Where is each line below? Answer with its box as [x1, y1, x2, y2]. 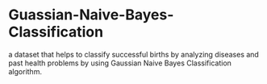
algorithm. [8, 66, 43, 76]
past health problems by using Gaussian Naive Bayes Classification [8, 58, 232, 68]
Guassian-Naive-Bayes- [8, 6, 174, 24]
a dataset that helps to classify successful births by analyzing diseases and [8, 49, 260, 59]
